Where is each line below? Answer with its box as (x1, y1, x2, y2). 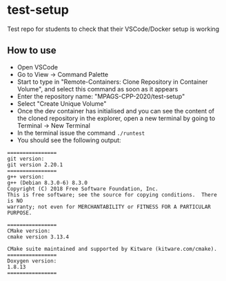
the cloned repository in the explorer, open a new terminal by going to (17, 114, 216, 122)
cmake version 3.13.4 (7, 233, 70, 240)
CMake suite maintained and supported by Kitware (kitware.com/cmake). (7, 245, 217, 252)
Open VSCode (17, 63, 59, 71)
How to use (7, 45, 56, 56)
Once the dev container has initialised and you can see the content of (17, 106, 215, 115)
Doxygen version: (7, 257, 57, 265)
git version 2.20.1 (7, 161, 63, 168)
